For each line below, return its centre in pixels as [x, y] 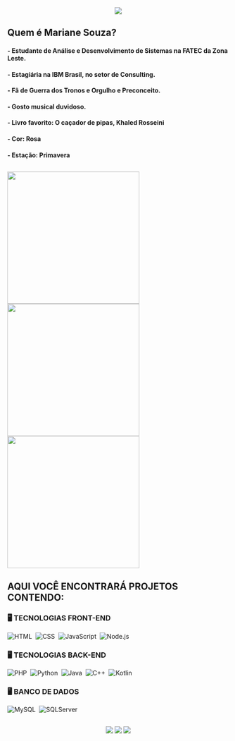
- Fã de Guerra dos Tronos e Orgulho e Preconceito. [84, 90]
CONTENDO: [36, 598]
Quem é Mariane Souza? [62, 33]
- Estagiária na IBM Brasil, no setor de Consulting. [82, 74]
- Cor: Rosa [24, 139]
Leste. [17, 58]
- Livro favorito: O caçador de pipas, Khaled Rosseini [86, 123]
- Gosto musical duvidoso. [47, 106]
